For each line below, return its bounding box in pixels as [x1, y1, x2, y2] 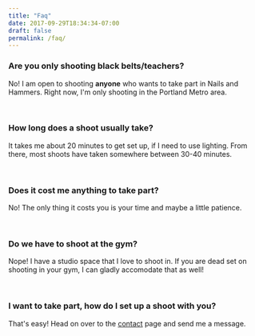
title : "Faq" [8, 11, 52, 20]
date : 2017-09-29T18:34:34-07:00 [8, 19, 120, 27]
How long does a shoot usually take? [8, 122, 153, 134]
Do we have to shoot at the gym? [8, 238, 138, 250]
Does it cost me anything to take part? [8, 185, 159, 196]
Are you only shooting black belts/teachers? [8, 61, 185, 72]
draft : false [8, 26, 52, 34]
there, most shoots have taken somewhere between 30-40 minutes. [8, 149, 233, 158]
